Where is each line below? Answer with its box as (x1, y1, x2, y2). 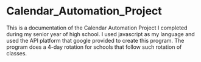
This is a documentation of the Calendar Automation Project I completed (6, 24, 188, 31)
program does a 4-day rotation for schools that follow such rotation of (6, 43, 182, 51)
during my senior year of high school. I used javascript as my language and (6, 30, 195, 37)
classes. (6, 49, 27, 57)
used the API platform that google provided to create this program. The (6, 37, 185, 44)
